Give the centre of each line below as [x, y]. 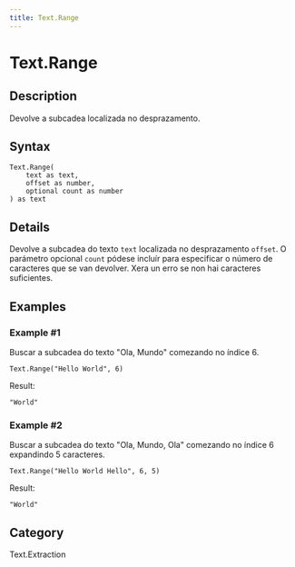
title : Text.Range [44, 18]
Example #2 [36, 425]
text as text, [52, 175]
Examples [38, 307]
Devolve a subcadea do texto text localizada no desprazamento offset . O [148, 249]
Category [37, 532]
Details [29, 227]
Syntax [30, 147]
